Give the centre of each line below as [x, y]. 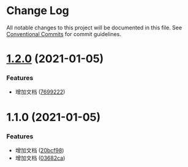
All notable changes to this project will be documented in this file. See [94, 28]
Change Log [38, 11]
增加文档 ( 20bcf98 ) [39, 150]
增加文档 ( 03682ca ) [40, 158]
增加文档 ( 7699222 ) [40, 92]
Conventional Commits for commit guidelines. [64, 34]
